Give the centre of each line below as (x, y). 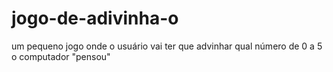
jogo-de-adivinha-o (95, 18)
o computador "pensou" (61, 56)
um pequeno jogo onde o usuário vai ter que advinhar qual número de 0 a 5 (167, 46)
